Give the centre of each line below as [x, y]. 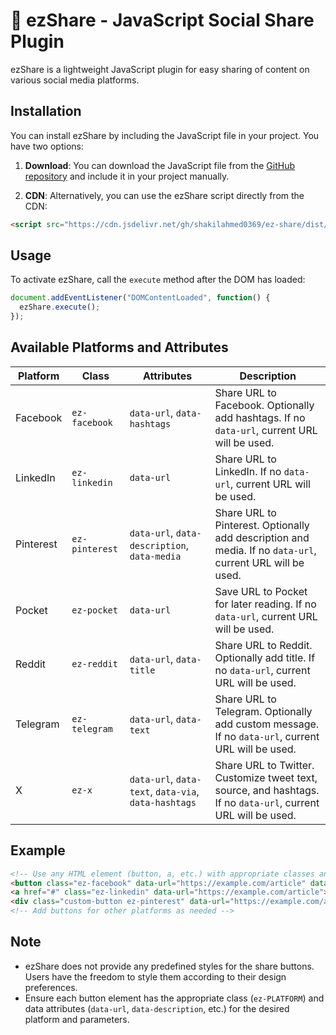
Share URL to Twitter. [264, 765]
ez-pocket [94, 610]
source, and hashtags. [267, 790]
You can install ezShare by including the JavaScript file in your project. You [165, 135]
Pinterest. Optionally [262, 525]
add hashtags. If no [260, 417]
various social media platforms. [75, 80]
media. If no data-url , [265, 550]
